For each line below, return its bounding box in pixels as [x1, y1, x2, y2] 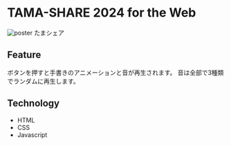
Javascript [17, 130, 48, 139]
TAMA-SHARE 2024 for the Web [7, 5, 196, 21]
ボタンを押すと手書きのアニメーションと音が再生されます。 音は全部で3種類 [7, 68, 224, 77]
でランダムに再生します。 [7, 77, 80, 85]
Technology [7, 98, 60, 109]
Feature [7, 49, 41, 61]
